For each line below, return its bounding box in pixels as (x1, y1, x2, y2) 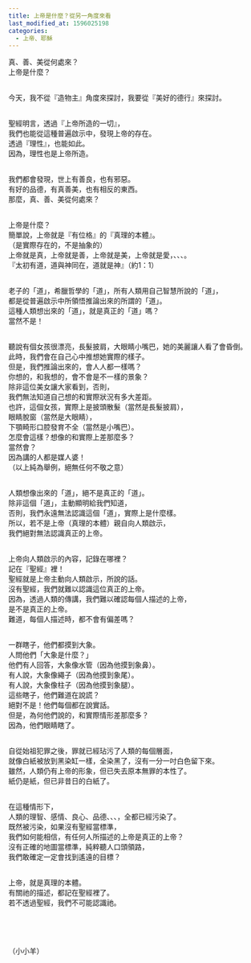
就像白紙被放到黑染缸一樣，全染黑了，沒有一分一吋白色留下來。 (8, 756, 219, 766)
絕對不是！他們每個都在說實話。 (8, 701, 114, 710)
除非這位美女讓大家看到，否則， (8, 382, 114, 392)
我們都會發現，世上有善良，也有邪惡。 (8, 175, 135, 184)
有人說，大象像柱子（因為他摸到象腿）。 (8, 681, 139, 690)
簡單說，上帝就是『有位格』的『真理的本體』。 (8, 230, 160, 240)
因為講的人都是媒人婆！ (8, 452, 86, 463)
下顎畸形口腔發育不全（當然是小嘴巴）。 (8, 422, 139, 432)
